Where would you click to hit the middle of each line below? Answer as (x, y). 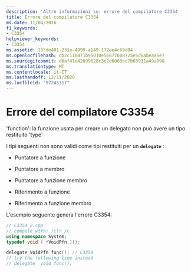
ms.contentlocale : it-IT (37, 72)
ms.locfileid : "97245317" (38, 83)
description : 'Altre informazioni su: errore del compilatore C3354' (93, 12)
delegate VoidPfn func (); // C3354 (50, 253)
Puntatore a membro (39, 169)
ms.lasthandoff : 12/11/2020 (41, 77)
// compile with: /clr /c (38, 231)
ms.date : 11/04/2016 (32, 22)
